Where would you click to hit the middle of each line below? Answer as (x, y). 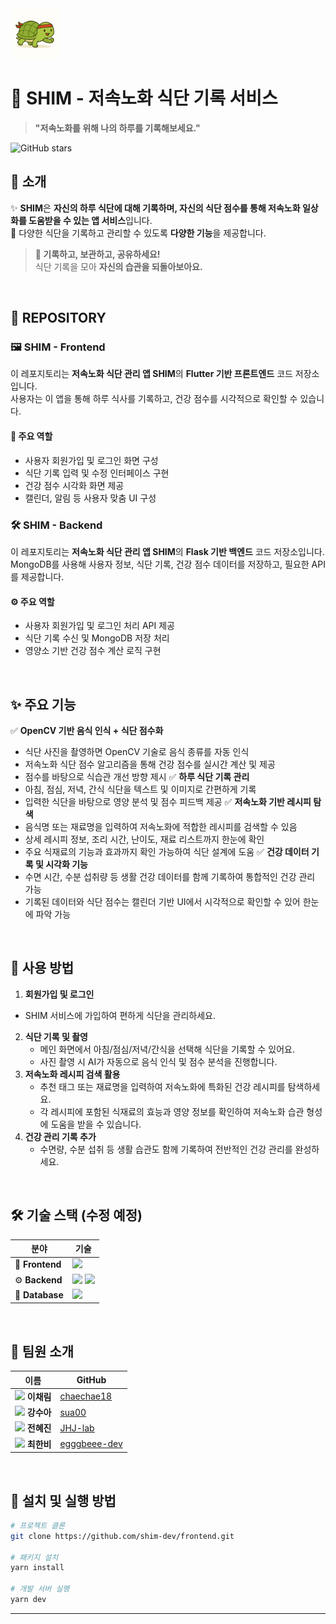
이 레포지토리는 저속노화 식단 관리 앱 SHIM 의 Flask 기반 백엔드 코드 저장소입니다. (167, 551)
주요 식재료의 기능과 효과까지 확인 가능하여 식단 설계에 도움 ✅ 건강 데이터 (167, 851)
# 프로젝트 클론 (38, 1525)
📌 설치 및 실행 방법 (63, 1500)
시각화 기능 (66, 864)
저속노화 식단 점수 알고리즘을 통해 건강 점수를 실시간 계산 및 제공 (150, 764)
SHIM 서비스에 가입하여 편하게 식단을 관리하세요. (120, 1015)
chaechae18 (86, 1396)
